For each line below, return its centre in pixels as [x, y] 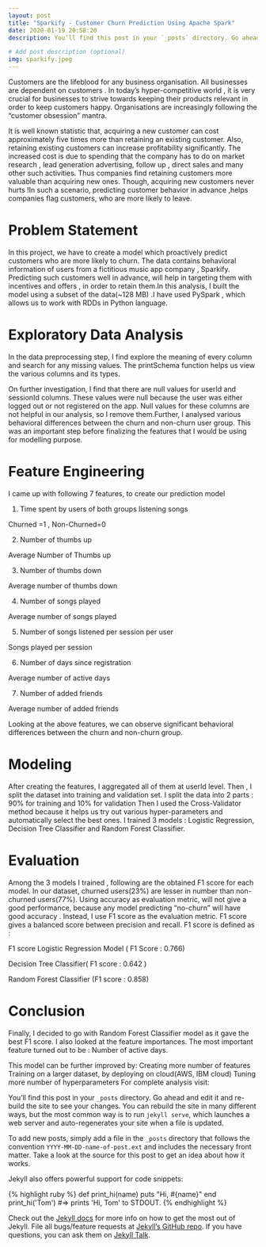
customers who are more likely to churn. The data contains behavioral [122, 260]
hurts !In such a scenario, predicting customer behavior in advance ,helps [128, 190]
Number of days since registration [75, 662]
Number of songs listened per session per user [97, 632]
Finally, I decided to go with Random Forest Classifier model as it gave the [129, 1033]
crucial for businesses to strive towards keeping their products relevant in [128, 99]
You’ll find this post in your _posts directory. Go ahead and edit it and [121, 1097]
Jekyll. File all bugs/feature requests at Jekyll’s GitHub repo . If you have [125, 1226]
